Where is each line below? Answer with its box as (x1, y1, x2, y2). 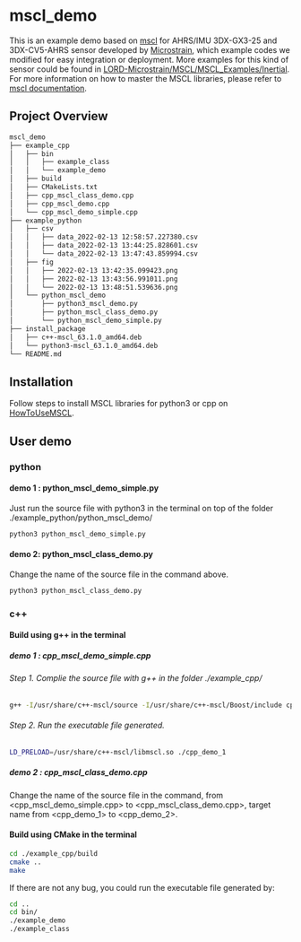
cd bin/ (9, 908, 39, 917)
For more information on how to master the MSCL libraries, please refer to (9, 73, 282, 83)
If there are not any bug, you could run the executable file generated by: (9, 882, 275, 893)
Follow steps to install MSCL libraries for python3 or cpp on (9, 398, 228, 409)
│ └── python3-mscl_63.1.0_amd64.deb (9, 341, 159, 350)
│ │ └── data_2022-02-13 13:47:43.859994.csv (9, 249, 199, 258)
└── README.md (9, 349, 63, 359)
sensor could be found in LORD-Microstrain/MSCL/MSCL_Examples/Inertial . (9, 64, 290, 74)
